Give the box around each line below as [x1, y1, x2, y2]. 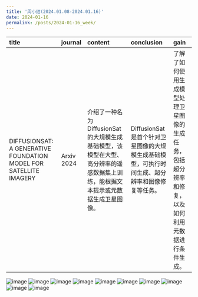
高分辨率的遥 [87, 160, 123, 168]
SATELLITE [9, 167, 40, 175]
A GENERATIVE [9, 144, 51, 153]
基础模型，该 [87, 142, 123, 150]
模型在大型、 [87, 151, 123, 159]
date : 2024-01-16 [6, 14, 49, 20]
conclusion [130, 38, 163, 47]
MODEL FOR [9, 159, 44, 167]
